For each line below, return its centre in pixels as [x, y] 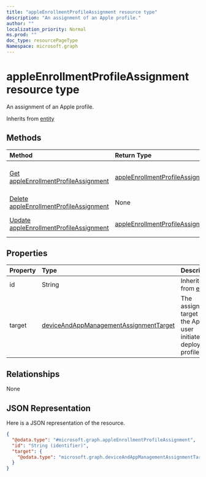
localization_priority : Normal [46, 29]
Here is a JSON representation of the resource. [66, 423]
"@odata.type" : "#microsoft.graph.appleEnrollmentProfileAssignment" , [104, 440]
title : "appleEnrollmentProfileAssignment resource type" [82, 12]
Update [20, 220]
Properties [27, 253]
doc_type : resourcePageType [42, 41]
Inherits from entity [30, 118]
